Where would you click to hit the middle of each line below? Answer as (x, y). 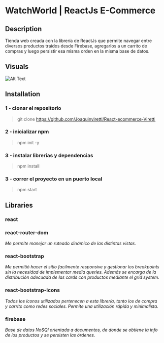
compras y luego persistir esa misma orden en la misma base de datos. (77, 51)
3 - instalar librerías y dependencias (49, 155)
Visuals (17, 67)
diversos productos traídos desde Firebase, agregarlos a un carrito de (76, 46)
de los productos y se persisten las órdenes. (50, 335)
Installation (23, 94)
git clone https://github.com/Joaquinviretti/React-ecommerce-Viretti (86, 119)
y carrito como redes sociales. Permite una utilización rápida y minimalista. (82, 306)
